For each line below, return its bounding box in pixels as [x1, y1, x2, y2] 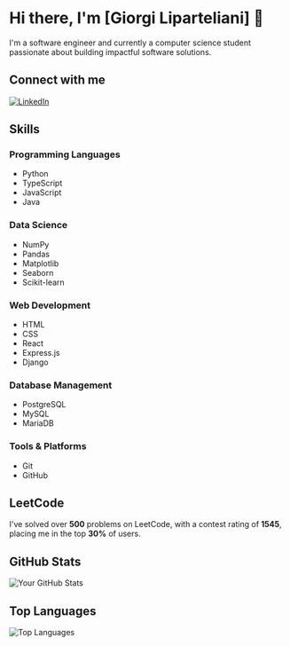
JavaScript [21, 187, 62, 198]
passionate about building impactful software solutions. [9, 46, 212, 57]
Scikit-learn [21, 277, 65, 288]
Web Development [9, 299, 91, 311]
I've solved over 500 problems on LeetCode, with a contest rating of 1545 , [9, 519, 282, 530]
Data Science [9, 219, 68, 232]
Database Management [9, 379, 113, 391]
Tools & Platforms [9, 440, 87, 453]
